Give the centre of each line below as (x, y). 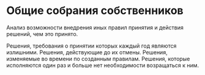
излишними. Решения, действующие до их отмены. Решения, (87, 52)
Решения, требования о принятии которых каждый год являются (91, 46)
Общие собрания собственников (95, 11)
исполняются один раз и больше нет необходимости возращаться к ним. (103, 65)
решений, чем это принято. (42, 34)
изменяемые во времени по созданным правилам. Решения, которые (98, 59)
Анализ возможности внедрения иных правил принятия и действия (95, 27)
